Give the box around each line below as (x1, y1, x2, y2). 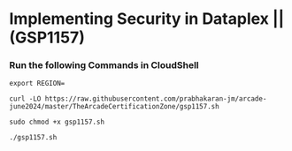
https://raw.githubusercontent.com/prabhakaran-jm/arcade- (44, 94, 267, 103)
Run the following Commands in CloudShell (9, 59, 199, 72)
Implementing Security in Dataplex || (9, 9, 285, 29)
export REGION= (9, 79, 65, 88)
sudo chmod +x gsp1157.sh (9, 117, 104, 127)
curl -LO (9, 94, 42, 103)
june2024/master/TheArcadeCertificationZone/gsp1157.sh (9, 102, 219, 111)
